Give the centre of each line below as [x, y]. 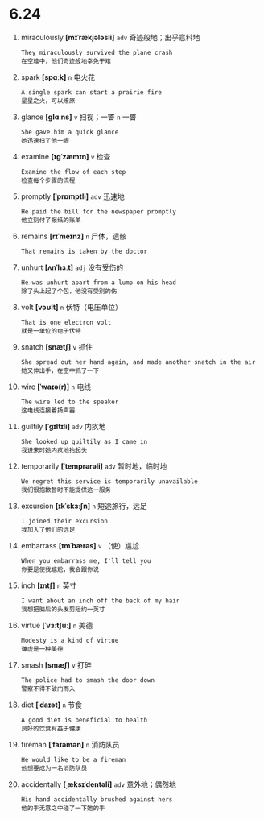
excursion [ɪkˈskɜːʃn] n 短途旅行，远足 [84, 506]
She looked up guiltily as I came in [84, 441]
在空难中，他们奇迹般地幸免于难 [66, 61]
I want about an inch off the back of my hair [100, 601]
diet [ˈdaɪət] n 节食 [52, 705]
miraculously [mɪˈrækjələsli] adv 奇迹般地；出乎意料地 [110, 37]
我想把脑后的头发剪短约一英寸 [63, 609]
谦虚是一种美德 [42, 649]
